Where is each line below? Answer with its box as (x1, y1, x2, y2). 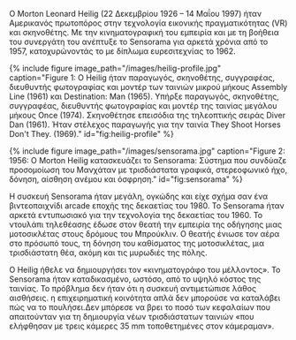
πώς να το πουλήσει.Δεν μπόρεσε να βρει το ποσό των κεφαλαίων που (9, 302, 271, 313)
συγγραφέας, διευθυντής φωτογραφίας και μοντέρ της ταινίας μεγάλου (9, 101, 277, 110)
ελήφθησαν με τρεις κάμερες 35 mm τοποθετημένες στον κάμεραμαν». (9, 321, 275, 331)
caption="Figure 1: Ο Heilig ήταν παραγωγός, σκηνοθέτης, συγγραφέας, (9, 72, 276, 83)
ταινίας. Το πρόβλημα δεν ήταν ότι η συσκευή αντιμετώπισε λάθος (9, 283, 257, 293)
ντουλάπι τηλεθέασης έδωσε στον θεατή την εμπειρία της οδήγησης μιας (9, 219, 283, 230)
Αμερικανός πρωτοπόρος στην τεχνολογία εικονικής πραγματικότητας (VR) (9, 18, 288, 28)
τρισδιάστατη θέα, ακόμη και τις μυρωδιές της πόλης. (9, 247, 208, 258)
